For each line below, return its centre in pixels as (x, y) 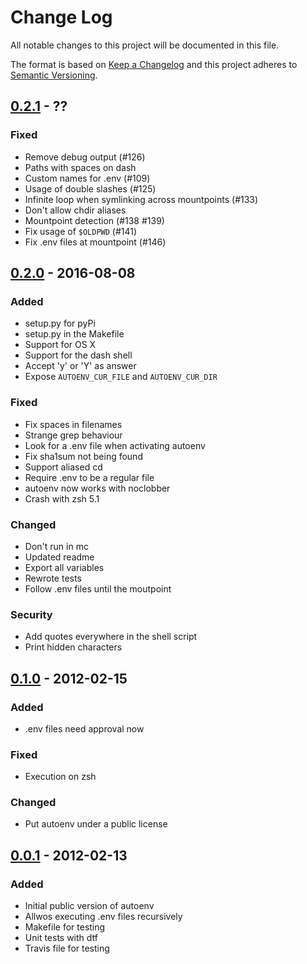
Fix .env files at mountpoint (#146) (95, 242)
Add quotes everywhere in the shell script (111, 637)
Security (31, 614)
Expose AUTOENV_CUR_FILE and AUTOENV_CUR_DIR (121, 377)
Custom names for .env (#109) (87, 178)
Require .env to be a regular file (89, 477)
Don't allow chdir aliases (75, 210)
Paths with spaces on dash (80, 167)
